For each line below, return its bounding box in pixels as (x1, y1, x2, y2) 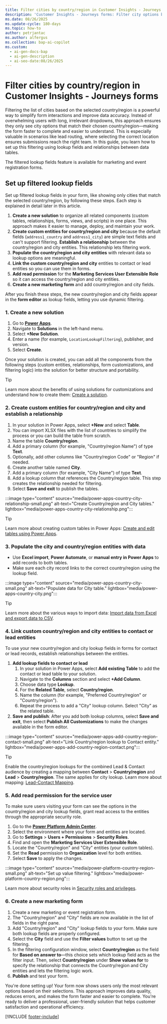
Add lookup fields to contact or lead (12, 660, 88, 666)
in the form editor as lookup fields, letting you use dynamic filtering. (5, 297, 145, 302)
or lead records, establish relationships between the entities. (5, 650, 129, 657)
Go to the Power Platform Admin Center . (12, 824, 97, 830)
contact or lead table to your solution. (19, 671, 97, 677)
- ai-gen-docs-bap (9, 49, 48, 54)
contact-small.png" (5, 739, 45, 745)
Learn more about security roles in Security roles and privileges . (5, 885, 137, 892)
